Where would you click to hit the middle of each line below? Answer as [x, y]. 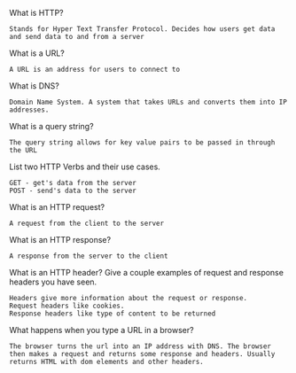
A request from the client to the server [87, 223]
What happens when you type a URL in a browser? [101, 330]
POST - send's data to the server [73, 190]
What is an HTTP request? [57, 207]
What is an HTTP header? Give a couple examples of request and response [146, 272]
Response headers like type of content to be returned [113, 314]
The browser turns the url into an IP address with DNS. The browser [140, 346]
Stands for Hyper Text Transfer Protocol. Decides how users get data [142, 29]
